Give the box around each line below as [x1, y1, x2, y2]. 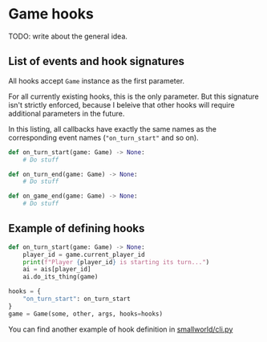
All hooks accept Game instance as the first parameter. [8, 75, 185, 85]
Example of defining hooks [8, 222, 145, 235]
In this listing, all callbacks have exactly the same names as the [8, 124, 216, 133]
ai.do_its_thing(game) [22, 273, 99, 281]
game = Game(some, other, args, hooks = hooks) [8, 310, 163, 318]
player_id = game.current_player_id [22, 250, 146, 259]
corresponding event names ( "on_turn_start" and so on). [8, 132, 199, 142]
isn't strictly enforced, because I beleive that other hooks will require [8, 100, 235, 109]
